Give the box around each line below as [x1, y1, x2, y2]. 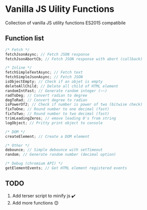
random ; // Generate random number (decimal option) [5, 152, 116, 157]
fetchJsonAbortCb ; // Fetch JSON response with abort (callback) [5, 56, 143, 61]
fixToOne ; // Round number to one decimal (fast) [5, 107, 110, 112]
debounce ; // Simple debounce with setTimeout [5, 147, 103, 153]
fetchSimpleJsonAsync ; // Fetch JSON [5, 75, 83, 80]
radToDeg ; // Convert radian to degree [5, 93, 88, 98]
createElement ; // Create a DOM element [5, 134, 90, 139]
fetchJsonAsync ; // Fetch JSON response [5, 52, 90, 57]
